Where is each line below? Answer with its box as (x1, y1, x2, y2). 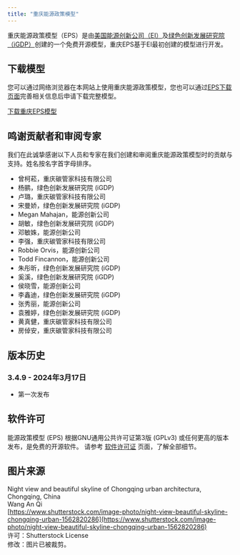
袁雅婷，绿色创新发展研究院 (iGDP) (17, 309, 121, 317)
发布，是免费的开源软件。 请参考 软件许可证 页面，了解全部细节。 (7, 442, 201, 451)
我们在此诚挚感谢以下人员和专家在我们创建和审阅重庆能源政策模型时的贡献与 (7, 151, 233, 159)
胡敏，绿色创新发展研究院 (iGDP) (17, 219, 114, 228)
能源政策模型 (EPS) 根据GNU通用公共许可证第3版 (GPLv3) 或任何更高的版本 (7, 433, 229, 441)
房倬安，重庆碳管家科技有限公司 (17, 326, 112, 335)
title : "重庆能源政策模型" (7, 10, 79, 18)
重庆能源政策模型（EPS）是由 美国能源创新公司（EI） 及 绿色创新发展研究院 (7, 31, 225, 39)
